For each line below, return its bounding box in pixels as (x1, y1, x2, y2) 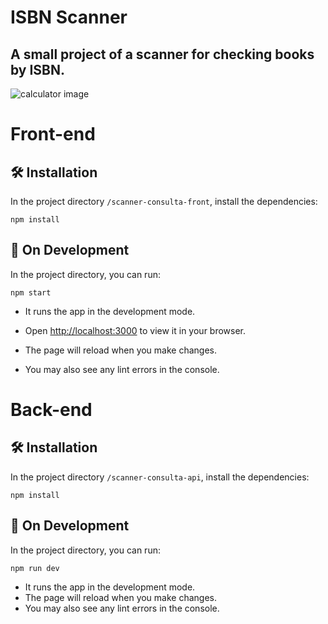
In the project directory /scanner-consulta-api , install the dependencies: (10, 471, 310, 483)
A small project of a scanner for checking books (10, 46, 315, 63)
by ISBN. (10, 61, 66, 78)
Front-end (10, 123, 96, 146)
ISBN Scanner (10, 6, 128, 29)
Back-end (10, 399, 93, 421)
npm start (10, 287, 52, 298)
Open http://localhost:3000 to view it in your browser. (24, 324, 247, 336)
